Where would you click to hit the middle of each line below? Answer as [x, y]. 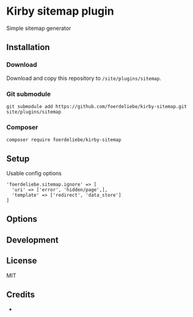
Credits [21, 295]
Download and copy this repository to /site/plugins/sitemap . [84, 78]
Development [33, 240]
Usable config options [34, 173]
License [22, 261]
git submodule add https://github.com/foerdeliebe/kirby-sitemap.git [97, 106]
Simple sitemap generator [39, 28]
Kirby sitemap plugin [60, 11]
